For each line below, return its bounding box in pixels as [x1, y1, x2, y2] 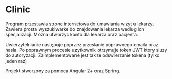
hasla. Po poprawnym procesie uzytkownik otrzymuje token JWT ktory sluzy [5, 47, 167, 53]
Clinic [5, 4, 31, 15]
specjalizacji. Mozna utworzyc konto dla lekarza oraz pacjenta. [5, 31, 138, 37]
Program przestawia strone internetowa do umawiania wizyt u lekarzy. [5, 21, 154, 27]
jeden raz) [5, 57, 27, 64]
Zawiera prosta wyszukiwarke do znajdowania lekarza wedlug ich [5, 26, 145, 32]
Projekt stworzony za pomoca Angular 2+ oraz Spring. [5, 68, 121, 74]
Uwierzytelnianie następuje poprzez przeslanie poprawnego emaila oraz [5, 41, 158, 47]
